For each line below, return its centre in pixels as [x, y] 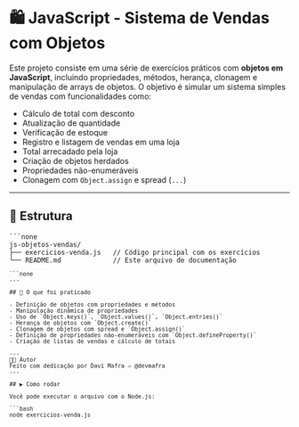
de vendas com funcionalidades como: [81, 96]
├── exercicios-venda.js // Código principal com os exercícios [135, 252]
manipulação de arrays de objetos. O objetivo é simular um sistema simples [148, 86]
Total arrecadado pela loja [70, 151]
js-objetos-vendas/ [45, 244]
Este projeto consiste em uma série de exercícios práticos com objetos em [146, 68]
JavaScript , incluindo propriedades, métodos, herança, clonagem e [133, 77]
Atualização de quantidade [71, 123]
